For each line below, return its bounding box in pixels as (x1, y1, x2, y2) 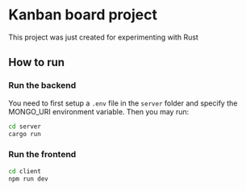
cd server (8, 122, 42, 131)
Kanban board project (8, 6, 157, 24)
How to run (8, 56, 65, 69)
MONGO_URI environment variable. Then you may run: (8, 106, 190, 116)
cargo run (8, 130, 42, 138)
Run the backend (8, 80, 77, 91)
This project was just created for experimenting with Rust (8, 32, 199, 42)
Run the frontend (8, 149, 77, 160)
